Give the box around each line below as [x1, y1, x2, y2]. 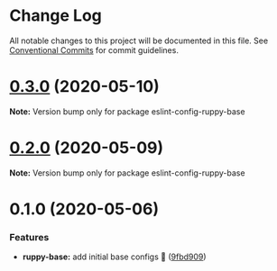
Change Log [9, 5, 102, 26]
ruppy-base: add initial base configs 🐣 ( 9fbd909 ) [22, 251, 207, 262]
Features [9, 230, 50, 243]
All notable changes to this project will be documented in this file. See [9, 35, 269, 46]
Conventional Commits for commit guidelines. [9, 44, 179, 55]
